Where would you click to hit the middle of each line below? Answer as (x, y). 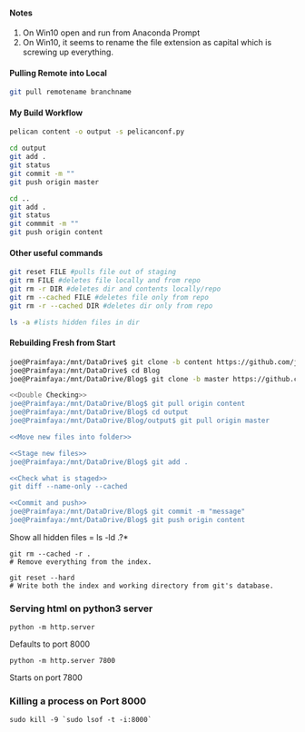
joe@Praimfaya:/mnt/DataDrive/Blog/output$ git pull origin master (140, 421)
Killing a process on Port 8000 (78, 701)
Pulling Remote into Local (58, 73)
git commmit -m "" (44, 224)
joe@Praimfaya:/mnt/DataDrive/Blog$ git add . (99, 462)
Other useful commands (56, 252)
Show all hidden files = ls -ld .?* (69, 537)
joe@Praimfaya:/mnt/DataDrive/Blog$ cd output (99, 412)
